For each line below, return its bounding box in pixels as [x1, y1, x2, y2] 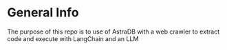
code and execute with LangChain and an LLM [7, 34, 139, 42]
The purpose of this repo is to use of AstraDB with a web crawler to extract [7, 27, 220, 36]
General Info [7, 5, 79, 21]
